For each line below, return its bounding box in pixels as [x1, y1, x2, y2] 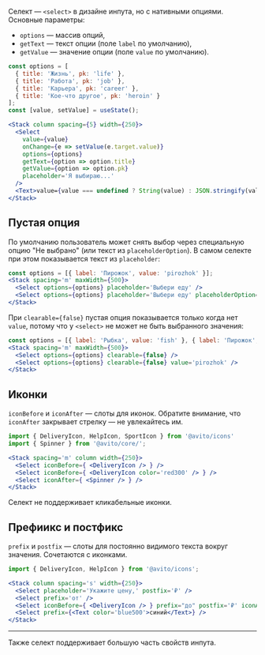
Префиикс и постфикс [8, 521, 124, 534]
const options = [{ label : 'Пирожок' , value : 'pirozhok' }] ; [8, 269, 214, 277]
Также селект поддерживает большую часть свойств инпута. [8, 638, 217, 647]
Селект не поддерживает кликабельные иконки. [8, 498, 172, 507]
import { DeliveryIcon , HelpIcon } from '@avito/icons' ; [8, 565, 200, 574]
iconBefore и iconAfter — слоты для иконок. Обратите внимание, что [8, 408, 241, 418]
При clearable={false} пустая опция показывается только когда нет [8, 312, 238, 322]
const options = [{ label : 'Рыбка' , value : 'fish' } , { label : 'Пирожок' [8, 336, 256, 344]
